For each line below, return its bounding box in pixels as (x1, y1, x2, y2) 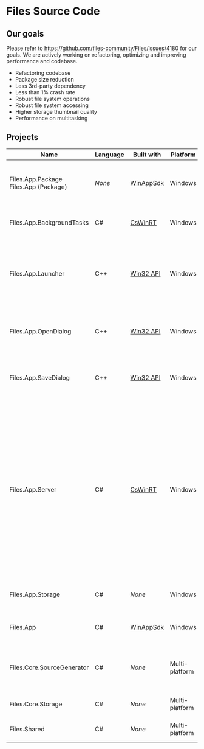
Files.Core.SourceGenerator (9, 663, 89, 672)
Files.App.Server (9, 485, 57, 493)
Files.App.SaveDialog (9, 373, 70, 381)
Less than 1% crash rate (15, 89, 76, 96)
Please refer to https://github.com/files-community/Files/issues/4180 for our (6, 44, 197, 52)
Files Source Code (6, 4, 100, 18)
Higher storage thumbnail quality (15, 108, 97, 115)
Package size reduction (15, 76, 74, 83)
